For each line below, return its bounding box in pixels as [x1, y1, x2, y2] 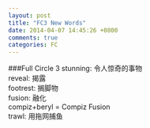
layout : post [8, 11, 51, 20]
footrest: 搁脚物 [8, 84, 59, 93]
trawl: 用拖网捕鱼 [8, 111, 63, 121]
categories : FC [8, 41, 58, 49]
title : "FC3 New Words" [8, 19, 87, 27]
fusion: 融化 [8, 93, 47, 103]
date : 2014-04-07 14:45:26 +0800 [8, 26, 118, 34]
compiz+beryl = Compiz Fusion [8, 102, 111, 111]
